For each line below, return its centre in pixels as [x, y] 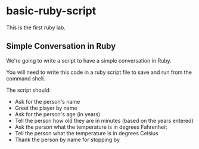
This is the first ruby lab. [36, 27]
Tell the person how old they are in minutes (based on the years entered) [104, 120]
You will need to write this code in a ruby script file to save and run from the [99, 72]
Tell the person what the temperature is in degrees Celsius [86, 133]
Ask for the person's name [47, 101]
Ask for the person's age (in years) [57, 114]
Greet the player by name [46, 108]
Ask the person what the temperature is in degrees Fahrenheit [91, 127]
